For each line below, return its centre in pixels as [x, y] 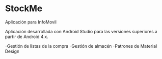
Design [12, 51]
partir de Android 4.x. [27, 37]
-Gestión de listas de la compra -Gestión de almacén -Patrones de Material [81, 46]
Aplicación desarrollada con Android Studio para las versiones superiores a [81, 31]
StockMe [24, 9]
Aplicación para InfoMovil [31, 22]
